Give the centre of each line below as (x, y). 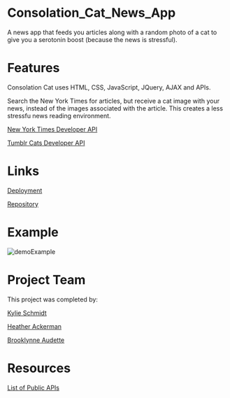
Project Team (46, 279)
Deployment (25, 190)
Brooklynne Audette (36, 340)
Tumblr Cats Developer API (46, 143)
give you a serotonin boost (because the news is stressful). (92, 39)
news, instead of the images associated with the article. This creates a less (115, 108)
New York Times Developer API (52, 129)
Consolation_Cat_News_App (92, 13)
